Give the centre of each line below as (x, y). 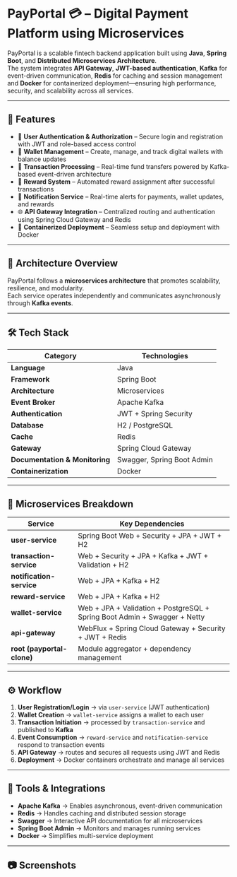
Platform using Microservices (96, 34)
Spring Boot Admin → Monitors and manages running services (109, 828)
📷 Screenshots (42, 865)
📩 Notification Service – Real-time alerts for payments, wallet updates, (121, 196)
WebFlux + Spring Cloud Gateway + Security (152, 628)
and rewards (36, 204)
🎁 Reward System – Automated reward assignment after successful (116, 182)
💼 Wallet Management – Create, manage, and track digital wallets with (120, 151)
